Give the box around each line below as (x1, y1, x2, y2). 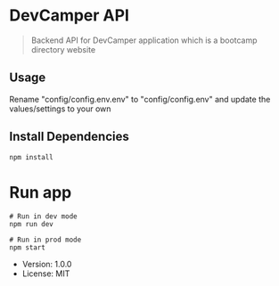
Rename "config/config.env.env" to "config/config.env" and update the (9, 94, 271, 104)
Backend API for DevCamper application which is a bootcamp (30, 35, 258, 45)
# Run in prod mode (9, 235, 82, 244)
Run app (9, 182, 72, 202)
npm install (9, 152, 53, 161)
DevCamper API (9, 5, 129, 26)
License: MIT (21, 268, 70, 279)
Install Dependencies (9, 129, 129, 144)
